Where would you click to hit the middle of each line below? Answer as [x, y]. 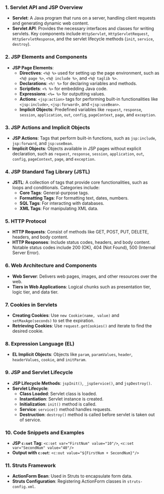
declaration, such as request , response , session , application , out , [78, 153]
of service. [30, 420]
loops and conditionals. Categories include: [56, 188]
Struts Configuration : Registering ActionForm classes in [69, 481]
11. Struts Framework [31, 465]
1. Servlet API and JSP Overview [44, 7]
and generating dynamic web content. [50, 23]
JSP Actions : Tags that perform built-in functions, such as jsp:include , [84, 138]
